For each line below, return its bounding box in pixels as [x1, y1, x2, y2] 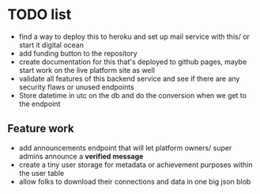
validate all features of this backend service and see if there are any [18, 74, 240, 83]
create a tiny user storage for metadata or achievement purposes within [18, 160, 253, 169]
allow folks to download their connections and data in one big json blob [18, 177, 251, 186]
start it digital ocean [18, 40, 85, 49]
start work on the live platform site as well [18, 65, 156, 74]
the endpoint [18, 99, 61, 108]
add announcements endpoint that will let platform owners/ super [18, 143, 232, 152]
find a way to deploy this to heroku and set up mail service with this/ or [18, 32, 251, 41]
